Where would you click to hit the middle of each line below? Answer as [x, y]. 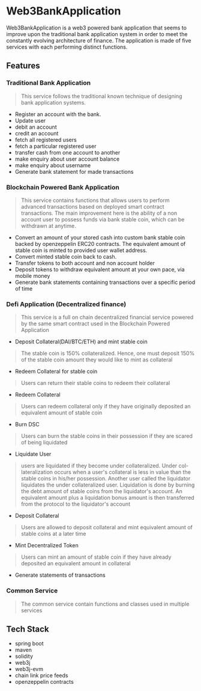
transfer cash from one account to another [67, 152]
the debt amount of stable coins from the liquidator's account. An [102, 491]
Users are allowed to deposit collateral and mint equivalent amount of [107, 527]
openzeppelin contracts [44, 682]
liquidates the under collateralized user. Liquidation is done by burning [108, 485]
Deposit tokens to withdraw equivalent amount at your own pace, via [100, 269]
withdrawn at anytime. [48, 226]
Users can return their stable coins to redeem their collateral [95, 383]
